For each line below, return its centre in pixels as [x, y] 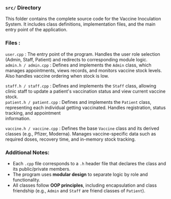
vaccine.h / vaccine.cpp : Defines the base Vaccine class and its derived [82, 128]
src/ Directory [23, 8]
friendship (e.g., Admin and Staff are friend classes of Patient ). [79, 190]
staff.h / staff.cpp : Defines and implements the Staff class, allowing [81, 85]
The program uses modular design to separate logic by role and [80, 174]
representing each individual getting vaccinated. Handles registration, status [86, 107]
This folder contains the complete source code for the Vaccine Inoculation [83, 19]
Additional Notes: [28, 152]
